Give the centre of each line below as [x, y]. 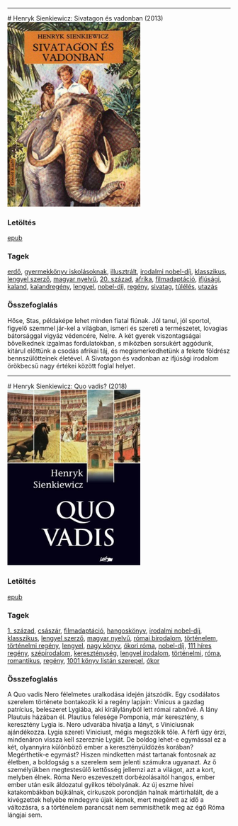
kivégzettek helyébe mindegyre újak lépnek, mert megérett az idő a [106, 800]
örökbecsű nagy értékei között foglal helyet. [72, 366]
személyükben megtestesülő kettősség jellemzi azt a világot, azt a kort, [111, 770]
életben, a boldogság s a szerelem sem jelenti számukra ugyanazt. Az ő [112, 762]
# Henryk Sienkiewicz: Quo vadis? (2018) [67, 386]
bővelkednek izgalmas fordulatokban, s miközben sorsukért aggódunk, [110, 343]
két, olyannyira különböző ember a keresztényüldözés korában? [100, 747]
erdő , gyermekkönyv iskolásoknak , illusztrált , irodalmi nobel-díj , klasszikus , [117, 272]
